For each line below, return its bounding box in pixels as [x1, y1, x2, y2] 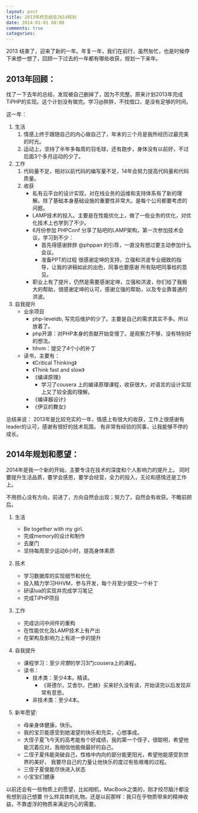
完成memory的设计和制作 [23, 532, 85, 539]
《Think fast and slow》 [32, 366, 85, 373]
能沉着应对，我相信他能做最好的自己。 [23, 743, 117, 750]
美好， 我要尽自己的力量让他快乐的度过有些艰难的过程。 [34, 758, 170, 765]
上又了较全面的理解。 [41, 388, 93, 395]
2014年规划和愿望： [6, 450, 80, 460]
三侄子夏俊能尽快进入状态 [23, 766, 86, 773]
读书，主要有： [23, 352, 60, 359]
